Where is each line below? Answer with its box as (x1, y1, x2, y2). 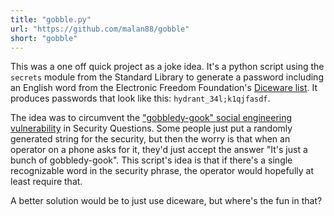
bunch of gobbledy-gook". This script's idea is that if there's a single (10, 154, 293, 166)
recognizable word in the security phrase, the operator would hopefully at (10, 165, 314, 177)
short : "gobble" (10, 33, 78, 43)
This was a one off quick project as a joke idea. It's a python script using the (10, 61, 325, 73)
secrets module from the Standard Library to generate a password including (10, 71, 324, 83)
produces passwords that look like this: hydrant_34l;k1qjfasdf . (10, 92, 271, 105)
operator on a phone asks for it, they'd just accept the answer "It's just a (10, 144, 308, 156)
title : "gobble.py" (10, 14, 92, 25)
